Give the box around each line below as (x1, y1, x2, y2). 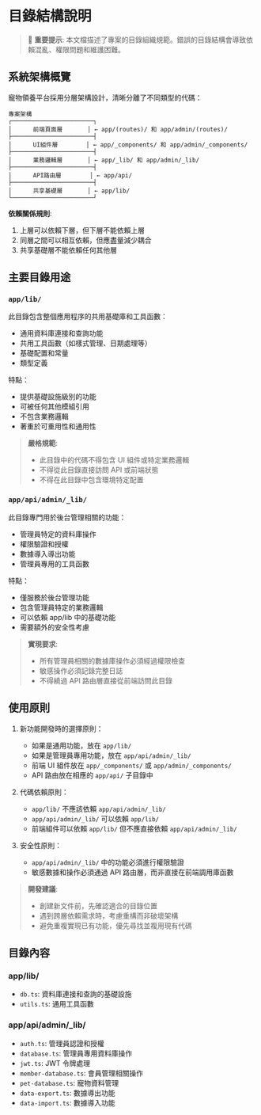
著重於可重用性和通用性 (19, 421, 96, 432)
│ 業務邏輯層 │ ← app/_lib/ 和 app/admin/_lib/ (8, 156, 200, 164)
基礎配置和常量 (19, 348, 69, 358)
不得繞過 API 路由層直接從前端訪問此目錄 (39, 675, 172, 685)
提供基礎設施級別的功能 (19, 392, 96, 401)
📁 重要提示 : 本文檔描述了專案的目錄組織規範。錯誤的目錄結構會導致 (27, 35, 247, 44)
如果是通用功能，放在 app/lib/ (31, 740, 132, 750)
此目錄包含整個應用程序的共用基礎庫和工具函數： (8, 312, 168, 322)
